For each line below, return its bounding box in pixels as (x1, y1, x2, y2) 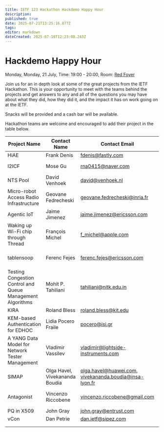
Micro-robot (7, 187, 37, 194)
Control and (7, 280, 35, 287)
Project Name (8, 140, 41, 147)
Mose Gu (45, 163, 67, 169)
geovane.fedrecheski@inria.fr (80, 194, 149, 201)
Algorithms (7, 299, 33, 306)
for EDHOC (7, 327, 33, 333)
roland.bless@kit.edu (80, 307, 129, 313)
